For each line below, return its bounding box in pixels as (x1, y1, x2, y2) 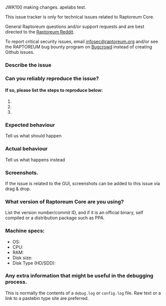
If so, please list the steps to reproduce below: (5, 87, 103, 93)
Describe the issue (5, 61, 51, 68)
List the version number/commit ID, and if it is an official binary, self (5, 210, 144, 216)
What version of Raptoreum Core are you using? (5, 198, 124, 205)
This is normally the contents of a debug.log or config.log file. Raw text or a (5, 290, 161, 296)
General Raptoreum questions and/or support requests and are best (5, 23, 145, 29)
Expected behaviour (5, 121, 55, 128)
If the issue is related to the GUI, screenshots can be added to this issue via (5, 180, 161, 186)
